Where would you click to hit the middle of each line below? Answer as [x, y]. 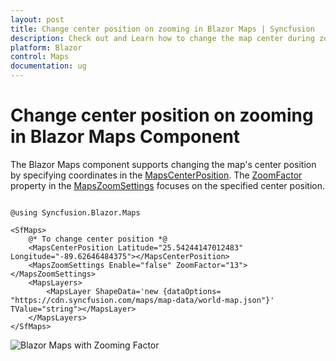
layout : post [37, 19]
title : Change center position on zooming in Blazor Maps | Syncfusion [162, 29]
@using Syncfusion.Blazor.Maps [75, 212]
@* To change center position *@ [98, 239]
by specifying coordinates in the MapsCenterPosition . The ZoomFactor [156, 175]
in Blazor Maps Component [125, 137]
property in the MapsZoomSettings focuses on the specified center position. [167, 185]
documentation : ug [48, 66]
